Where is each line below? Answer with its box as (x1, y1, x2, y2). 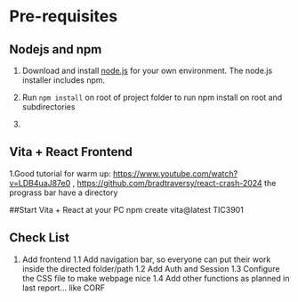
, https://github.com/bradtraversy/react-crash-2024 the (72, 177, 277, 188)
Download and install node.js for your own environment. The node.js (21, 65, 273, 76)
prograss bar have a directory (9, 187, 118, 198)
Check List (9, 230, 69, 246)
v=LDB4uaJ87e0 (9, 177, 71, 188)
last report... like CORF (21, 282, 105, 293)
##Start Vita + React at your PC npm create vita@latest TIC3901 (9, 204, 245, 215)
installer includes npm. (21, 75, 106, 86)
